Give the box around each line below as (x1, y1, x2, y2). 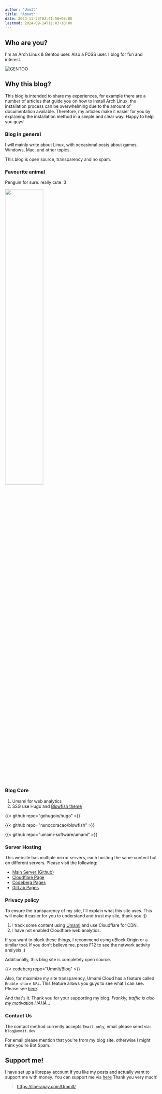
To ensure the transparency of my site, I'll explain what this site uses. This (5, 908, 152, 914)
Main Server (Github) (12, 869, 54, 875)
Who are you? (5, 38, 48, 47)
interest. (5, 57, 22, 63)
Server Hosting (5, 844, 42, 850)
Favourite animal (5, 168, 45, 175)
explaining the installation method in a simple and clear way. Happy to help (5, 114, 154, 119)
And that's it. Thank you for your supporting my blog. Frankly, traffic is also (5, 995, 155, 1001)
